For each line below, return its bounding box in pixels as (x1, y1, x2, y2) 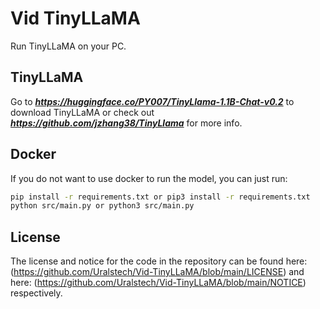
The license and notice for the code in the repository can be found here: (10, 255, 308, 267)
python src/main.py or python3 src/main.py (10, 201, 195, 211)
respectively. (10, 287, 63, 299)
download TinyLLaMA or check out (10, 106, 155, 118)
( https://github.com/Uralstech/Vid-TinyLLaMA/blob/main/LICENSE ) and (10, 266, 305, 278)
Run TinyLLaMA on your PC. (10, 40, 127, 52)
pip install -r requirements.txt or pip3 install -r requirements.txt (10, 192, 311, 202)
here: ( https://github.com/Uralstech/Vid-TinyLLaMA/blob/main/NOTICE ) (10, 277, 307, 289)
